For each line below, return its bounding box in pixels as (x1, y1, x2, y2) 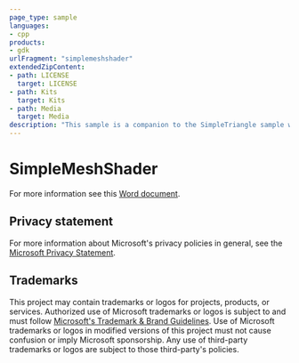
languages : (9, 21, 50, 30)
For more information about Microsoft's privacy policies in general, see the (9, 238, 283, 248)
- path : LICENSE (9, 71, 69, 80)
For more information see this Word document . (9, 188, 181, 198)
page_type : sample (9, 12, 77, 22)
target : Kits (17, 95, 66, 105)
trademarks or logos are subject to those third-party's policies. (9, 343, 239, 354)
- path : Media (9, 104, 62, 113)
